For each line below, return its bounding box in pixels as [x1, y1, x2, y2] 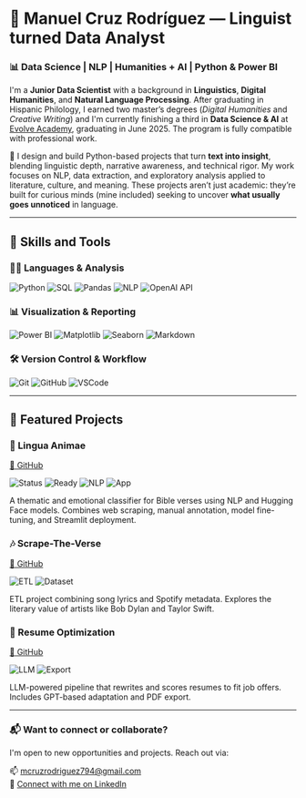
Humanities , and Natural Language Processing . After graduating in [9, 95, 264, 106]
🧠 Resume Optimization [9, 626, 116, 639]
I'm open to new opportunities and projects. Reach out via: [9, 747, 229, 759]
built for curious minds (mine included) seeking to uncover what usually [9, 189, 280, 200]
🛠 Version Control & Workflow [9, 353, 148, 365]
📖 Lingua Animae [9, 439, 87, 452]
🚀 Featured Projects [9, 412, 124, 427]
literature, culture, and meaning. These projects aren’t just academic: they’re [9, 179, 296, 190]
